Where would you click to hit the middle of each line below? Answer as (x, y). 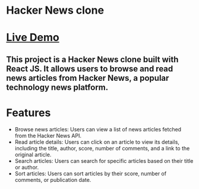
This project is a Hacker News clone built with (92, 59)
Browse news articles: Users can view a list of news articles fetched (98, 129)
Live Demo (33, 38)
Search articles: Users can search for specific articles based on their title (104, 160)
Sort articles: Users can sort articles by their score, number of (91, 174)
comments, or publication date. (53, 179)
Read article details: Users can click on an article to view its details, (97, 142)
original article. (33, 155)
